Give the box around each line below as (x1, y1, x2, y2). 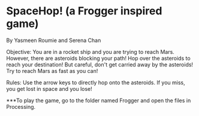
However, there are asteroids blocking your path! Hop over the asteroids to (6, 54, 191, 62)
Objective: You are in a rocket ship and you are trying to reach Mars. (6, 48, 175, 55)
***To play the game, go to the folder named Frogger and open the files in (6, 97, 191, 104)
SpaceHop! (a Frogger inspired (6, 4, 162, 18)
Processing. (6, 103, 36, 110)
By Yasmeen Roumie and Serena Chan (6, 36, 101, 44)
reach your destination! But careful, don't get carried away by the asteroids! (6, 61, 194, 68)
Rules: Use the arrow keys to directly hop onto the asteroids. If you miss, (6, 79, 185, 86)
